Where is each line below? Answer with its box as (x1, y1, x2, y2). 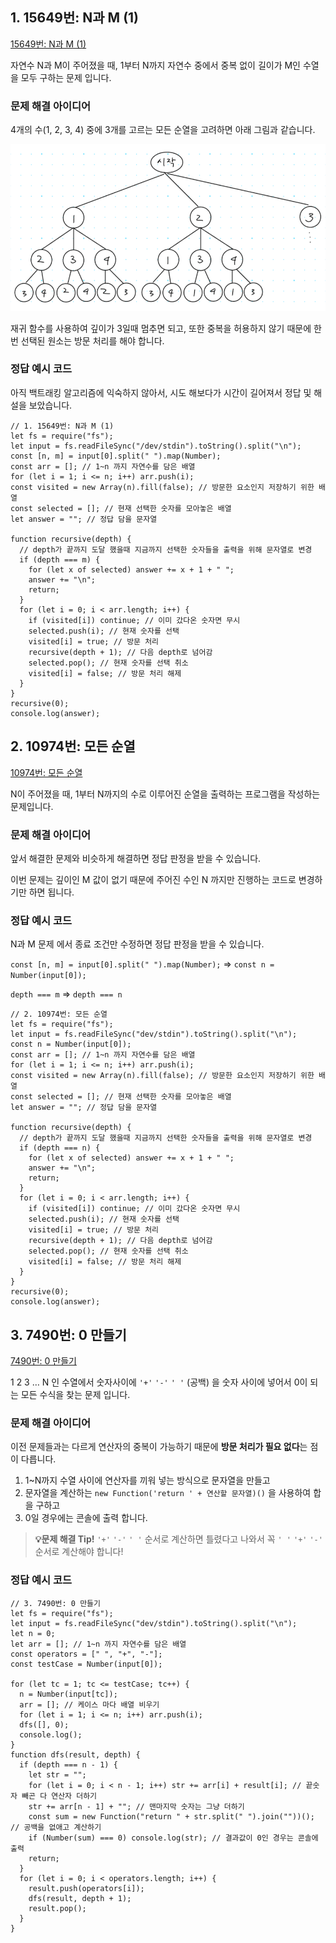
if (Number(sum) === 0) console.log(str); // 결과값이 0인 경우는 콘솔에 (28, 1833, 319, 1843)
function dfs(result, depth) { (10, 1749, 141, 1760)
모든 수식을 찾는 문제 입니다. (20, 1389, 131, 1401)
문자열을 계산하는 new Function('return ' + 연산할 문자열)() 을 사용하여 (24, 1487, 312, 1499)
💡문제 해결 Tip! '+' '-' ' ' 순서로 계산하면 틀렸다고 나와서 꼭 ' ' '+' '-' (34, 1533, 323, 1545)
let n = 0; (10, 1628, 56, 1638)
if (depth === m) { (19, 554, 101, 565)
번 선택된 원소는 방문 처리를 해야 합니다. (10, 334, 165, 347)
